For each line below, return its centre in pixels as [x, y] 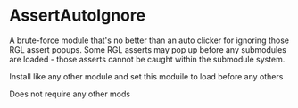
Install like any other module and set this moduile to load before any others [146, 76]
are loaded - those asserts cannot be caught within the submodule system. [147, 59]
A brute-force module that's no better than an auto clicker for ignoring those [149, 40]
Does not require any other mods [70, 94]
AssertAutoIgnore [77, 16]
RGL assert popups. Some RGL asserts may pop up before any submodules [148, 49]
